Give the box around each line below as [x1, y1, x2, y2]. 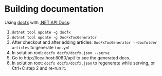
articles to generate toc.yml [11, 44, 70, 50]
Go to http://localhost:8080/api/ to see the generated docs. [11, 55, 131, 60]
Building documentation [4, 3, 104, 15]
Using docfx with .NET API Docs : [4, 19, 71, 25]
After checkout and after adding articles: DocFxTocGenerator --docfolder [11, 39, 158, 45]
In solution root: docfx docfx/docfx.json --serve [11, 50, 110, 56]
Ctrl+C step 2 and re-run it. [11, 65, 66, 71]
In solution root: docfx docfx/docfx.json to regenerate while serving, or [11, 60, 155, 66]
